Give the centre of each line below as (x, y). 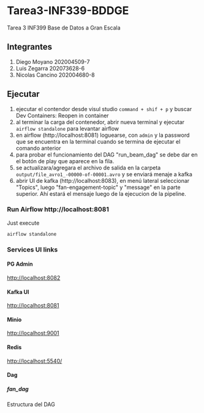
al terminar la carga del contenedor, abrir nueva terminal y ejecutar (100, 122)
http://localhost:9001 (33, 333)
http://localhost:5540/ (35, 361)
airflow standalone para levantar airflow (67, 128)
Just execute (23, 223)
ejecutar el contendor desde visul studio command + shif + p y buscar (104, 109)
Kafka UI (18, 291)
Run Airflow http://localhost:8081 (58, 209)
